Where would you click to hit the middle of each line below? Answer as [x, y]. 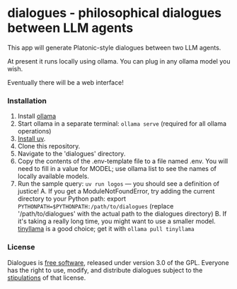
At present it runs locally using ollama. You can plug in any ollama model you [119, 61]
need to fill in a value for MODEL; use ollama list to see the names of [117, 169]
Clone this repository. [49, 146]
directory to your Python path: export [71, 199]
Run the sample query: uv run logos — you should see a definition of [118, 184]
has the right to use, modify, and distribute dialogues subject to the [105, 270]
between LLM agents [70, 28]
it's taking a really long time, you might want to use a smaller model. [116, 221]
